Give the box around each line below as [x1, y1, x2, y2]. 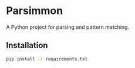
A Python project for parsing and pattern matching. [6, 23, 130, 30]
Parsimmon [6, 4, 63, 18]
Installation [6, 40, 48, 50]
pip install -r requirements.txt [6, 56, 88, 62]
